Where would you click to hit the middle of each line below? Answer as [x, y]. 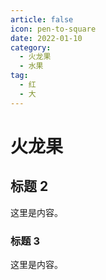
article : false [42, 19]
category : [31, 47]
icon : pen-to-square [53, 29]
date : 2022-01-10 [46, 38]
